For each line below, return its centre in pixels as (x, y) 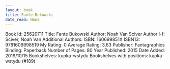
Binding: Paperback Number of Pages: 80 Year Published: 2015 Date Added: (85, 50)
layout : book (19, 10)
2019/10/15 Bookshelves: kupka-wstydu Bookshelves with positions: (77, 56)
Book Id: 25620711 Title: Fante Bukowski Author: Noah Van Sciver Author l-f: (85, 34)
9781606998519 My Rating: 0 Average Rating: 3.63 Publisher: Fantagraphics (85, 45)
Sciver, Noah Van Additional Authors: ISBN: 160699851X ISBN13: (73, 39)
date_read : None (22, 19)
